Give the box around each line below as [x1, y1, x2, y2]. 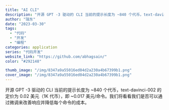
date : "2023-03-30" [5, 21, 46, 27]
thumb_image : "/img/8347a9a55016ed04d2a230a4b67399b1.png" [5, 68, 132, 73]
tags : [5, 26, 17, 31]
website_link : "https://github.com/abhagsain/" [5, 54, 107, 59]
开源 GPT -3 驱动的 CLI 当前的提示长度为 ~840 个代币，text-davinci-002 [5, 87, 156, 93]
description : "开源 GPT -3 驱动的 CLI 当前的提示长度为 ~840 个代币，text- [5, 12, 155, 17]
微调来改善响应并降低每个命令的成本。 [9, 99, 89, 105]
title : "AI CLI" [5, 7, 39, 13]
